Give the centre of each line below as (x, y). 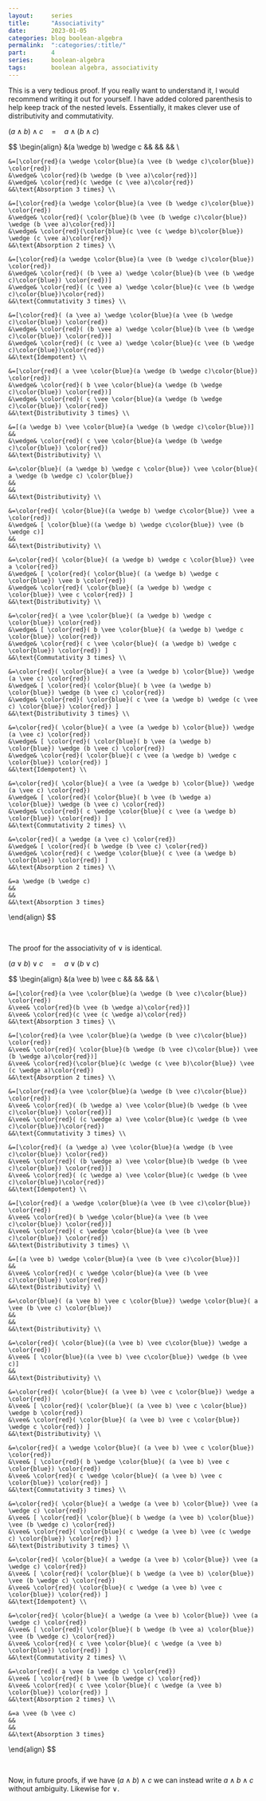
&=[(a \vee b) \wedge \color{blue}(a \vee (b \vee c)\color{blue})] (124, 1259)
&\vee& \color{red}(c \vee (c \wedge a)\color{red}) (98, 1014)
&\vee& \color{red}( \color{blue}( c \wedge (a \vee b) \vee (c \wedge (129, 1531)
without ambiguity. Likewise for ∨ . (64, 1788)
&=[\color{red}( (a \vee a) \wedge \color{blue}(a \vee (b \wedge (121, 315)
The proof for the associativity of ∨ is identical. (85, 948)
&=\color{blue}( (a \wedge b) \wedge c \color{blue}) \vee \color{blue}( (133, 469)
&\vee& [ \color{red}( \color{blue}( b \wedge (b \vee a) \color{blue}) (131, 1629)
